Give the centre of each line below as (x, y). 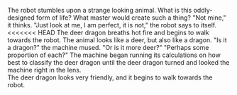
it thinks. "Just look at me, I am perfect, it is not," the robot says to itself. (112, 25)
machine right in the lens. (44, 70)
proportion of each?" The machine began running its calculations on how (114, 55)
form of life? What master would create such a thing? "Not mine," (131, 18)
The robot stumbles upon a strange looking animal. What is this (100, 10)
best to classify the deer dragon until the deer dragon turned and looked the (118, 62)
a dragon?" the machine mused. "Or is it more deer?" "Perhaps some (108, 47)
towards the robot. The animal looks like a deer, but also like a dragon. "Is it (117, 40)
